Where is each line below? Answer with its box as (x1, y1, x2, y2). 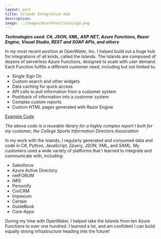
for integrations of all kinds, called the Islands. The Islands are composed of (5, 54, 156, 60)
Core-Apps (12, 209, 34, 215)
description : (5, 16, 31, 21)
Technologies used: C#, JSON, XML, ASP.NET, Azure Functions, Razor (5, 34, 149, 40)
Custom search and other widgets (12, 79, 80, 84)
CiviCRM (12, 188, 30, 194)
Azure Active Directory (12, 168, 58, 174)
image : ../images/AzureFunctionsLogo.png (5, 20, 90, 26)
